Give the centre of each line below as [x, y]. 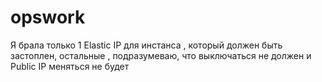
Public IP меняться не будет [70, 66]
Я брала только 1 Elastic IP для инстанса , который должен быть [146, 45]
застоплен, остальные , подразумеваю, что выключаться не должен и [161, 55]
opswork [48, 17]
